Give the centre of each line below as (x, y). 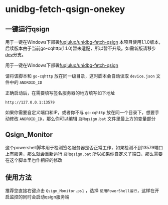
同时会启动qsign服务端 (46, 196)
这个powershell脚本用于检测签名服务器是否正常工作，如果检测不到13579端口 (84, 147)
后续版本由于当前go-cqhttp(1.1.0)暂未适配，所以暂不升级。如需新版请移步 (81, 48)
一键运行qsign (28, 29)
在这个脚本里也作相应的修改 (34, 160)
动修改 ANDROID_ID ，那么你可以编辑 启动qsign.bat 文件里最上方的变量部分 (80, 119)
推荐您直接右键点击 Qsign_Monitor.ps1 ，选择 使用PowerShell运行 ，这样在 (80, 190)
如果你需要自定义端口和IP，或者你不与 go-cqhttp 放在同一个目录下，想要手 (82, 112)
